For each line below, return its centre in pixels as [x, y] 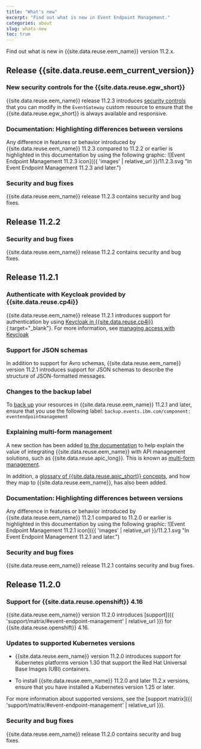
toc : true [19, 34]
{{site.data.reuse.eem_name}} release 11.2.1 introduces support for [88, 315]
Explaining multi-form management [59, 432]
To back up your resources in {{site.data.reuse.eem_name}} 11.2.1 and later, [99, 405]
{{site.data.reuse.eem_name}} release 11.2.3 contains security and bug [94, 196]
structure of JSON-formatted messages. [56, 376]
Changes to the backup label [49, 391]
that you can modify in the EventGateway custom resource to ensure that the [100, 107]
